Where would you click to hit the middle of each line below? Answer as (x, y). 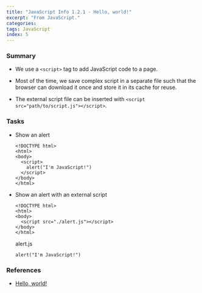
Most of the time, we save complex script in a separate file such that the (106, 81)
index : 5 (17, 35)
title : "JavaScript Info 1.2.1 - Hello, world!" (69, 12)
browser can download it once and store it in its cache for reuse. (96, 87)
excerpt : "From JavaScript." (43, 18)
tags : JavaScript (28, 29)
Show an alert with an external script (61, 194)
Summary (21, 56)
